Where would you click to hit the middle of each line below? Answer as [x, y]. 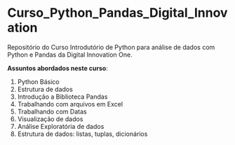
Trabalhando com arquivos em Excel [70, 104]
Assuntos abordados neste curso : [58, 68]
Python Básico [38, 81]
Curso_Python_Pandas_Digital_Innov [117, 13]
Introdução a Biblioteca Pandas [62, 97]
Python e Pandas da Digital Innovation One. [70, 55]
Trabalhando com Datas [52, 111]
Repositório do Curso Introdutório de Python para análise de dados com [111, 47]
